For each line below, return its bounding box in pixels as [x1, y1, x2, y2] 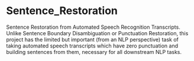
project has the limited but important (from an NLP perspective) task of [6, 36, 179, 43]
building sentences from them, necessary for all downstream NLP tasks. [6, 48, 182, 55]
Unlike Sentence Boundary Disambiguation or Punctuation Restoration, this [6, 29, 189, 36]
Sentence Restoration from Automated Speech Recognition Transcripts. [6, 23, 180, 30]
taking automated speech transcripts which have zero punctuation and [6, 42, 179, 49]
